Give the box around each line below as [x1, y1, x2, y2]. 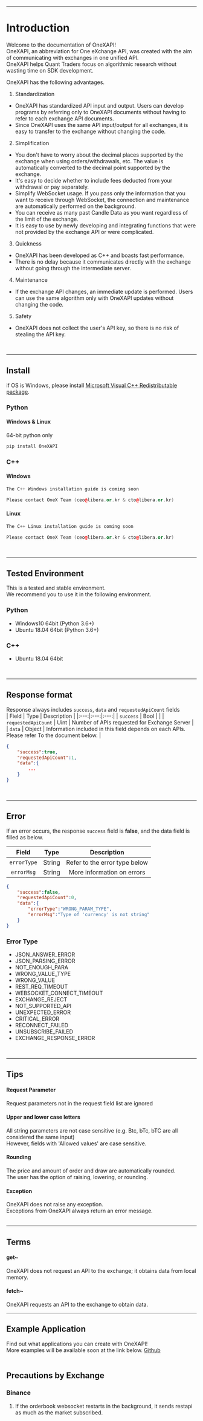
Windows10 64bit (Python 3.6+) [14, 620, 95, 627]
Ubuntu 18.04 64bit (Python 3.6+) [14, 626, 99, 633]
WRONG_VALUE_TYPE [14, 971, 71, 978]
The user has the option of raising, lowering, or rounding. [6, 1174, 149, 1181]
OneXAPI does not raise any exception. [6, 1201, 104, 1208]
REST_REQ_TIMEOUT [14, 983, 68, 990]
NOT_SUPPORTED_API [14, 1003, 72, 1010]
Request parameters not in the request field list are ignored [6, 1099, 153, 1107]
